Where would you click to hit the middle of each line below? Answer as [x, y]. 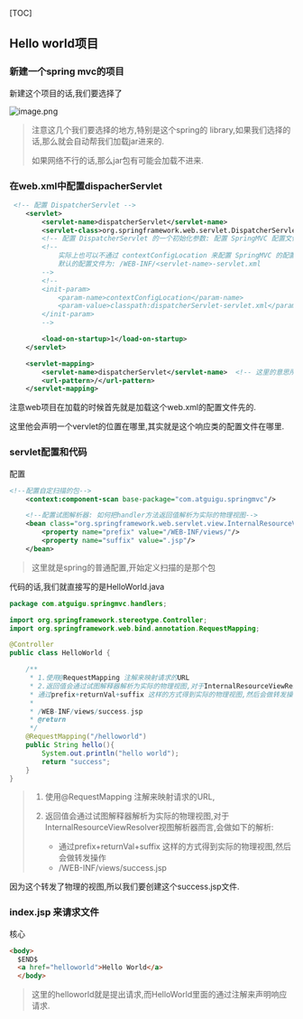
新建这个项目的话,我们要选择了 [66, 93]
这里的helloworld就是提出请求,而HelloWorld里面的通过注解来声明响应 [159, 995]
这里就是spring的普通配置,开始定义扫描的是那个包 [124, 567]
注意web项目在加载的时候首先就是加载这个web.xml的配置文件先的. [133, 407]
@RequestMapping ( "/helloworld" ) [86, 737]
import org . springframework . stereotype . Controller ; [108, 620]
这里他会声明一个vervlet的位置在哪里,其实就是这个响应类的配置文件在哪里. [147, 426]
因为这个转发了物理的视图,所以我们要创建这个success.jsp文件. [125, 887]
